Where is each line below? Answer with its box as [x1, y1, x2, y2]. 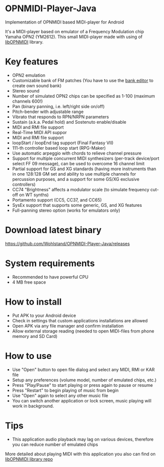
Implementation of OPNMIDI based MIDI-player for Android [5, 19, 124, 25]
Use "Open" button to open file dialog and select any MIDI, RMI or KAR [12, 366, 155, 372]
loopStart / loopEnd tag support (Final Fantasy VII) [12, 140, 114, 146]
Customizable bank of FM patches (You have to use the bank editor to [12, 77, 154, 83]
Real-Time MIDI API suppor [12, 129, 67, 135]
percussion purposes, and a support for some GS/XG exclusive [12, 176, 140, 182]
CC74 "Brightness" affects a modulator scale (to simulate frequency [12, 186, 149, 192]
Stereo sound [12, 88, 40, 93]
